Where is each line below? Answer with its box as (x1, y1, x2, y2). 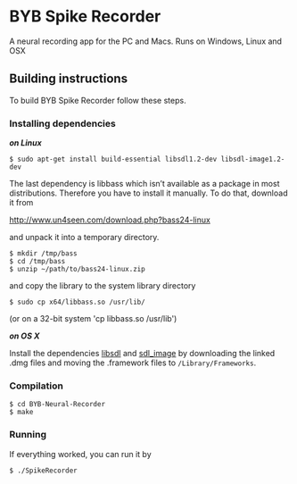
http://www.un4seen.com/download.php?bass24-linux (9, 214, 211, 225)
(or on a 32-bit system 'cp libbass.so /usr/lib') (9, 313, 177, 324)
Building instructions (9, 71, 128, 87)
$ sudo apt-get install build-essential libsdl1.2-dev (9, 154, 218, 164)
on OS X (9, 330, 40, 341)
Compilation (9, 380, 64, 392)
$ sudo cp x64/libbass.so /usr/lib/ (9, 297, 145, 307)
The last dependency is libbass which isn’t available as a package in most (9, 179, 280, 189)
